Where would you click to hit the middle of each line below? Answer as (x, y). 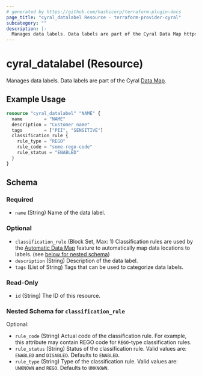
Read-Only (23, 282)
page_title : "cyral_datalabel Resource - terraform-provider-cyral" (94, 17)
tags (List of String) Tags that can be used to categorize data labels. (99, 267)
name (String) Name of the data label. (60, 213)
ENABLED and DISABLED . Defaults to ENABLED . (67, 355)
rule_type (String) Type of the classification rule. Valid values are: (96, 362)
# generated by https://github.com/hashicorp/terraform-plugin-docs (94, 12)
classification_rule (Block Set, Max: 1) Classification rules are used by (104, 241)
